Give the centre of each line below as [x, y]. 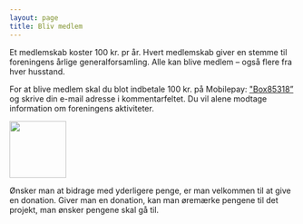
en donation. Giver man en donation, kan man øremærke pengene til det [144, 200]
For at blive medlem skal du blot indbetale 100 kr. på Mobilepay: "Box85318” [151, 89]
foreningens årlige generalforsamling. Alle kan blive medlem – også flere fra [151, 62]
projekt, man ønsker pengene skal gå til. [84, 209]
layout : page [34, 18]
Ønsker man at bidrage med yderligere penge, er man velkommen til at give [151, 190]
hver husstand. [37, 71]
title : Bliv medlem [46, 26]
